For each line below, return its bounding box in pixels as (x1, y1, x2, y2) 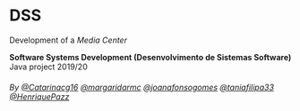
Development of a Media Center (9, 35, 128, 45)
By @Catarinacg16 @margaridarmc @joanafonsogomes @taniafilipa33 (9, 82, 275, 92)
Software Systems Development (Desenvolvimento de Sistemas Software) (9, 52, 292, 62)
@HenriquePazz (9, 91, 70, 102)
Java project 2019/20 (9, 61, 88, 72)
